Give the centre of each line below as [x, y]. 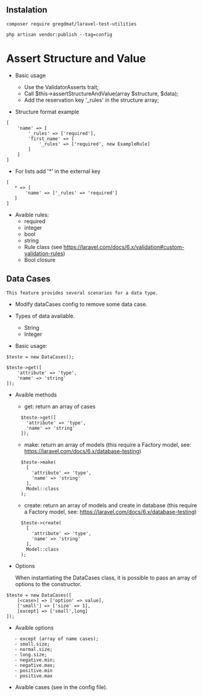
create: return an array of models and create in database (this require [111, 505]
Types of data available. [45, 316]
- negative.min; [35, 660]
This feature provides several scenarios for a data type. [82, 293]
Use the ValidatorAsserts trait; [61, 87]
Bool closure [40, 259]
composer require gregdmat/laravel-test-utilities [72, 24]
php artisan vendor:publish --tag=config [59, 35]
